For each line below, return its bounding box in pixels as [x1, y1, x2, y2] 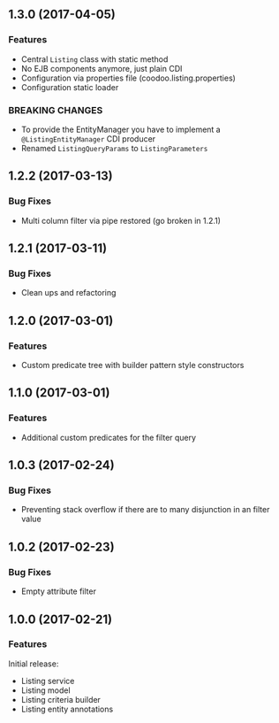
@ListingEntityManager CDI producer [20, 133, 156, 144]
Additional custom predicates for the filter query [20, 432, 196, 442]
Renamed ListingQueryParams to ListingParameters [20, 142, 208, 153]
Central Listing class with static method [20, 53, 169, 65]
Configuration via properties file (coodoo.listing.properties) [20, 73, 236, 83]
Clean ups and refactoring [20, 288, 117, 298]
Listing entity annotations [20, 704, 114, 714]
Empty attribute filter [20, 586, 96, 596]
